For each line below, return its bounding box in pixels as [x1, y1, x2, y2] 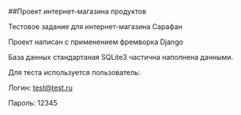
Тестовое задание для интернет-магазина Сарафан [8, 22, 183, 31]
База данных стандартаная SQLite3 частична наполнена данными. [8, 53, 234, 61]
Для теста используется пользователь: [8, 68, 141, 77]
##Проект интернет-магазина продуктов [8, 7, 147, 16]
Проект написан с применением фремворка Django [8, 37, 184, 46]
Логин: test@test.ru [8, 83, 73, 92]
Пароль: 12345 [8, 98, 58, 107]
